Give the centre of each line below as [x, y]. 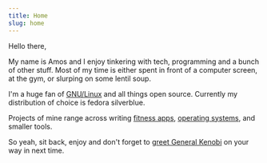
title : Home [28, 16]
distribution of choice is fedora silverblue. [77, 102]
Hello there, [27, 46]
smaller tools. [30, 126]
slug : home [26, 23]
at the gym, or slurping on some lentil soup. [80, 78]
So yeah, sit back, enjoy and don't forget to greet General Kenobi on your [129, 141]
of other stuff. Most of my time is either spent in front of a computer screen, [133, 70]
